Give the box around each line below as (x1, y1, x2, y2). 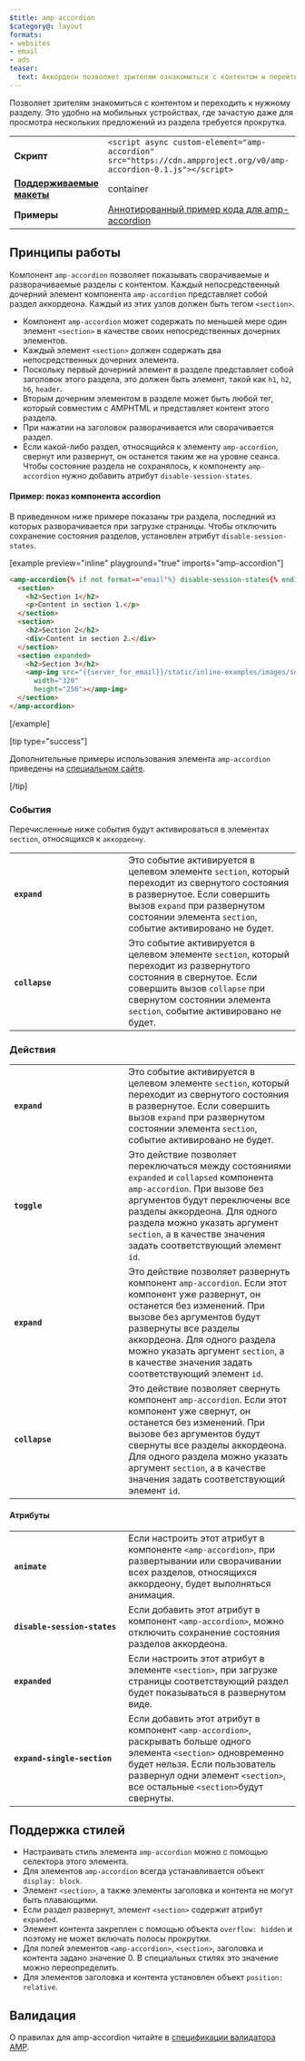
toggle (14, 1200, 43, 1211)
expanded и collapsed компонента (128, 1171, 274, 1184)
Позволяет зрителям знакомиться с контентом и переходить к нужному (9, 97, 291, 108)
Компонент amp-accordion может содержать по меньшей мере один (22, 315, 288, 327)
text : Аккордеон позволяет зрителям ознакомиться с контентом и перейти (17, 73, 299, 82)
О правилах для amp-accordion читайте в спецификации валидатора (9, 2032, 276, 2043)
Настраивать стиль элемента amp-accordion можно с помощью (22, 1847, 269, 1858)
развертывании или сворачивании (128, 1554, 281, 1567)
